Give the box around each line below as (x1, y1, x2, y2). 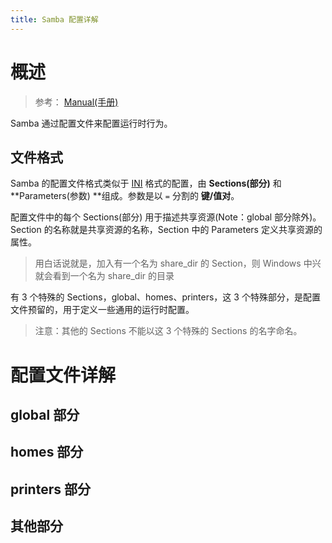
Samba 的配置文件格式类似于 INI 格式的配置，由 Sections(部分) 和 (10, 177, 282, 190)
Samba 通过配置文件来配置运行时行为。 (10, 117, 173, 129)
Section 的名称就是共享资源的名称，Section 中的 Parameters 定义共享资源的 (10, 224, 323, 236)
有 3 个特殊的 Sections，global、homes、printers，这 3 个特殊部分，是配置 (10, 291, 321, 303)
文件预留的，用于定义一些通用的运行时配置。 (10, 304, 195, 316)
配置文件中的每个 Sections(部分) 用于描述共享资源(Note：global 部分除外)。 (10, 211, 322, 223)
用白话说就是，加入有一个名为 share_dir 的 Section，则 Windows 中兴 (34, 257, 322, 270)
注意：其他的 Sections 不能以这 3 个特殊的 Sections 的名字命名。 (34, 325, 303, 337)
